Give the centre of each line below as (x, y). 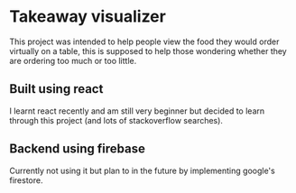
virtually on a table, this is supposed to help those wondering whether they (148, 51)
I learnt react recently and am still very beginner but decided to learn (137, 111)
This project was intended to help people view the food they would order (144, 41)
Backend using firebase (78, 149)
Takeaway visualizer (88, 17)
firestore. (26, 180)
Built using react (56, 89)
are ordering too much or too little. (73, 60)
